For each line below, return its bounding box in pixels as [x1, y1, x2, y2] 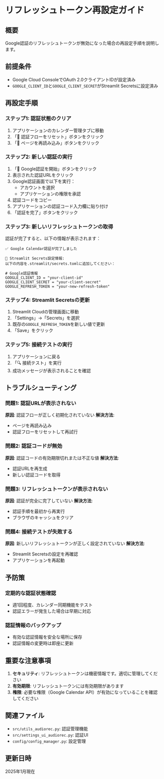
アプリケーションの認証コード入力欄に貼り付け [12, 203, 108, 209]
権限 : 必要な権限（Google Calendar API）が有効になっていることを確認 [12, 689, 158, 695]
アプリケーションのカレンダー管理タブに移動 [12, 127, 104, 133]
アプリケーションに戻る [12, 353, 61, 359]
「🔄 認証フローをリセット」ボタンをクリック [12, 133, 104, 140]
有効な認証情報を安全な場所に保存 [12, 634, 82, 640]
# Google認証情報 [5, 271, 38, 276]
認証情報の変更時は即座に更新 [12, 640, 74, 646]
